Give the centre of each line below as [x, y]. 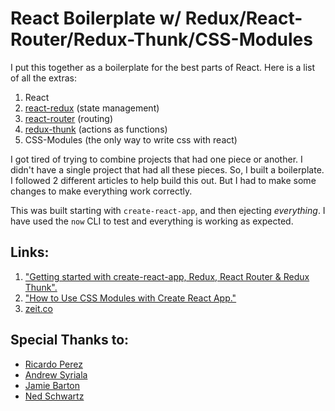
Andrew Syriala [56, 374]
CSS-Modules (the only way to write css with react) [131, 139]
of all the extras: [43, 78]
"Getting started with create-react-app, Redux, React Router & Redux [167, 276]
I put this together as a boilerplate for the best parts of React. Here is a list [163, 67]
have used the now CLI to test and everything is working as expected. [152, 221]
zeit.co [38, 308]
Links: [30, 252]
